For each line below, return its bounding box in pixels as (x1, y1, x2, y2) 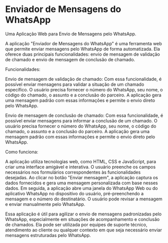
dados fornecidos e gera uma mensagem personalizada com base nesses (5, 180, 158, 186)
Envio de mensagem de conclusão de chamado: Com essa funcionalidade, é (5, 112, 163, 118)
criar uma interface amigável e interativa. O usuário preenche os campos (5, 164, 156, 170)
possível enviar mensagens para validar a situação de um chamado (5, 81, 144, 87)
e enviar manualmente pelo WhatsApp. (5, 201, 85, 207)
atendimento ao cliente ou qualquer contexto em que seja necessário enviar (5, 227, 162, 233)
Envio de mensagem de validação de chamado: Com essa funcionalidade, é (5, 76, 162, 82)
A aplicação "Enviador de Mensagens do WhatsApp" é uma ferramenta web (5, 40, 162, 46)
